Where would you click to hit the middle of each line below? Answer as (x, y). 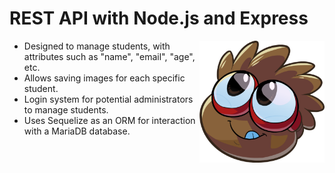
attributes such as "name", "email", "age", (109, 56)
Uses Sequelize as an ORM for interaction (109, 120)
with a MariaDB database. (77, 131)
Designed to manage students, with (97, 46)
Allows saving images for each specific (104, 78)
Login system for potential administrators (108, 99)
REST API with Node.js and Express (159, 18)
